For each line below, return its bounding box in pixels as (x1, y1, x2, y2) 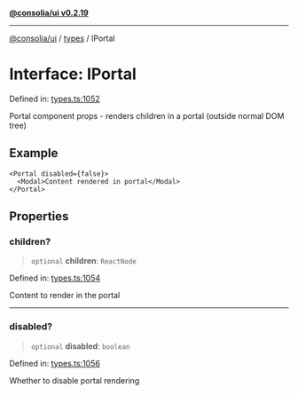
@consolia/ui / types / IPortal (9, 33, 115, 43)
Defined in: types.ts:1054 (9, 273, 101, 283)
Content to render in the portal (9, 290, 121, 301)
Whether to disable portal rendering (9, 375, 140, 385)
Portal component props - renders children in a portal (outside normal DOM (9, 110, 285, 121)
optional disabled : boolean (30, 341, 130, 352)
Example (9, 146, 59, 161)
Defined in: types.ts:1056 (9, 358, 100, 368)
